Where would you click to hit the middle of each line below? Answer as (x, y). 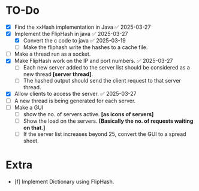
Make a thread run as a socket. (52, 54)
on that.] (34, 128)
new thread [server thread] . (58, 74)
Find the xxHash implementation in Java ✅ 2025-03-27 (82, 27)
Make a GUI (29, 107)
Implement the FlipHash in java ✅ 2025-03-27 (71, 34)
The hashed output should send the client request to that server (102, 81)
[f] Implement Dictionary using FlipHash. (64, 181)
